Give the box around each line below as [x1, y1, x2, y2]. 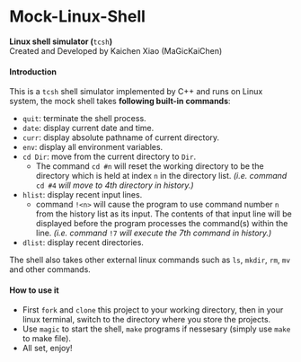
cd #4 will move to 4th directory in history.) [35, 180, 195, 190]
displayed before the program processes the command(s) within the [35, 218, 288, 229]
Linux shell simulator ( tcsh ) [9, 36, 113, 47]
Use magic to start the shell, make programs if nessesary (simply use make [22, 323, 291, 334]
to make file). [22, 333, 72, 344]
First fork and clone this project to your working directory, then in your [22, 305, 284, 315]
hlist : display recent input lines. [22, 190, 143, 200]
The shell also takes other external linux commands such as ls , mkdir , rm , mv [9, 254, 290, 266]
